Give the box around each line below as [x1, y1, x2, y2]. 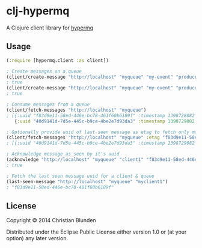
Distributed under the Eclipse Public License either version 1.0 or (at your [6, 228, 187, 235]
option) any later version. [6, 235, 68, 242]
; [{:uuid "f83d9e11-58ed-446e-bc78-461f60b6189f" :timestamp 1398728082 [6, 112, 195, 118]
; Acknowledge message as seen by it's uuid [6, 151, 120, 157]
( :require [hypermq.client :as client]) [6, 57, 109, 64]
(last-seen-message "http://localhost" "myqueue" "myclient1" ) [6, 178, 168, 184]
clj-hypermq [6, 4, 70, 18]
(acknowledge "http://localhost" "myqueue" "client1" [6, 157, 144, 163]
